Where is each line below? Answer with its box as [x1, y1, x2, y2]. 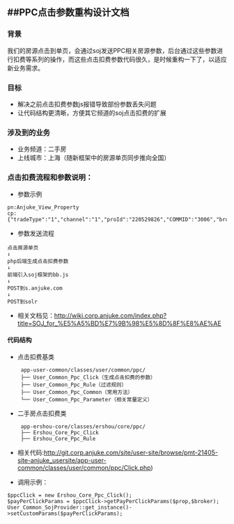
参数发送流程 [17, 229, 54, 237]
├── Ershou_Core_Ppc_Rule [20, 435, 96, 442]
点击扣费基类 [17, 352, 54, 360]
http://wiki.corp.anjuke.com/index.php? [54, 311, 167, 319]
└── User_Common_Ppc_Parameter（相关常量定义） [20, 396, 153, 403]
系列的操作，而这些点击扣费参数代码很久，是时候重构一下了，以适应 [31, 55, 227, 63]
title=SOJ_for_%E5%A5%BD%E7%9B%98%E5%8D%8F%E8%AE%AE [17, 319, 221, 327]
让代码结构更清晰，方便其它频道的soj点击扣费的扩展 [17, 109, 166, 117]
